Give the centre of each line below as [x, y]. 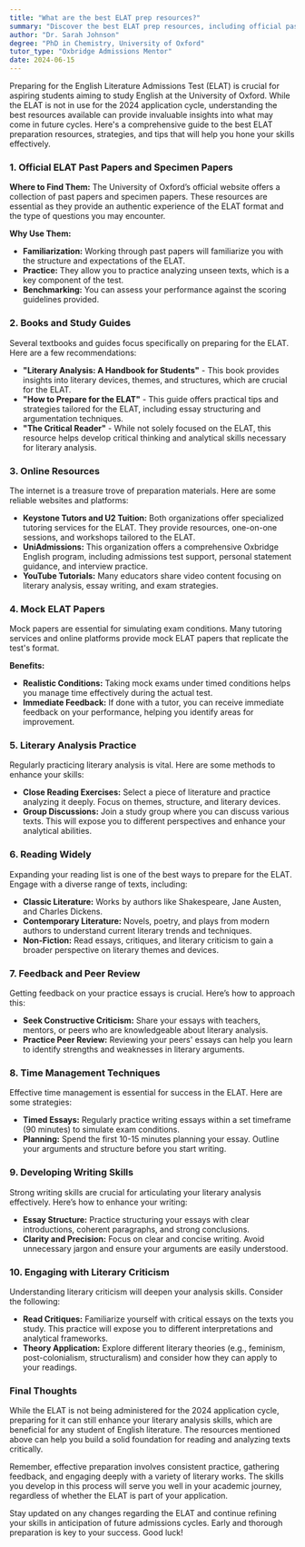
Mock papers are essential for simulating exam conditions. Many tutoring [146, 629]
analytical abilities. [57, 831]
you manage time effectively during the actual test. [118, 693]
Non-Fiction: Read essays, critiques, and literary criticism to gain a [148, 940]
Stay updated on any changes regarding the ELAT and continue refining [143, 1513]
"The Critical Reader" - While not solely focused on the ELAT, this [147, 428]
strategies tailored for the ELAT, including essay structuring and [142, 409]
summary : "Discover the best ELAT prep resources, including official [146, 26]
